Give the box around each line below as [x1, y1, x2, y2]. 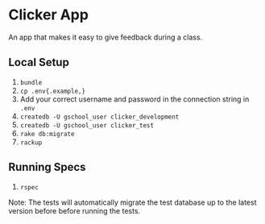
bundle [19, 78, 43, 86]
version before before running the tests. [8, 205, 141, 215]
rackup [19, 139, 43, 147]
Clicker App [8, 6, 89, 24]
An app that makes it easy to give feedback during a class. [8, 32, 203, 42]
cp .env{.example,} [19, 87, 86, 95]
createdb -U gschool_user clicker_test [19, 121, 155, 130]
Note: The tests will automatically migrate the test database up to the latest [8, 197, 257, 207]
